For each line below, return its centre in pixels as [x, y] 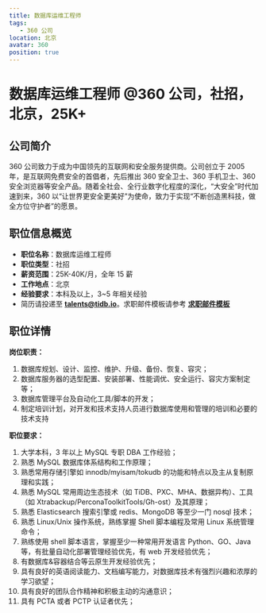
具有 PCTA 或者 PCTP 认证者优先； [78, 601]
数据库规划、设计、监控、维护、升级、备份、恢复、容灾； [114, 368]
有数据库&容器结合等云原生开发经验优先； [89, 561]
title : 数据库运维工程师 [45, 15]
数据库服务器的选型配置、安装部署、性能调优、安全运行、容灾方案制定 [135, 379]
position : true [34, 52]
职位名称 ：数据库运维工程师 [66, 254]
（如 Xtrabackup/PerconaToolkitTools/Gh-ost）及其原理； [115, 502]
